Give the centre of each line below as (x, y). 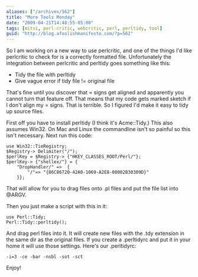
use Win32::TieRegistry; (37, 147)
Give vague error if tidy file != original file (65, 81)
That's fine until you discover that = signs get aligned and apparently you (95, 93)
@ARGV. (16, 195)
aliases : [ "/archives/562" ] (41, 12)
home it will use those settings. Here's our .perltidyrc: (71, 246)
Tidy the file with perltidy (45, 75)
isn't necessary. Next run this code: (49, 136)
